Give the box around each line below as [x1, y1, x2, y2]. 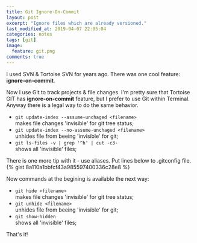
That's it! [6, 230, 28, 238]
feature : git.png [11, 48, 55, 54]
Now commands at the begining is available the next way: [6, 175, 149, 182]
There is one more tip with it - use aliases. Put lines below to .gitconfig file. [6, 157, 192, 164]
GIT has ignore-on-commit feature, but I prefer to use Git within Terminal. [6, 95, 190, 102]
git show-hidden [14, 213, 56, 219]
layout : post [6, 15, 39, 21]
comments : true [6, 54, 45, 60]
